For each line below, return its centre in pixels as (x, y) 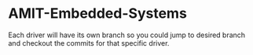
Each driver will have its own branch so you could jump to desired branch (127, 35)
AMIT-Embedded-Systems (97, 14)
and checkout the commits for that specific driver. (89, 43)
